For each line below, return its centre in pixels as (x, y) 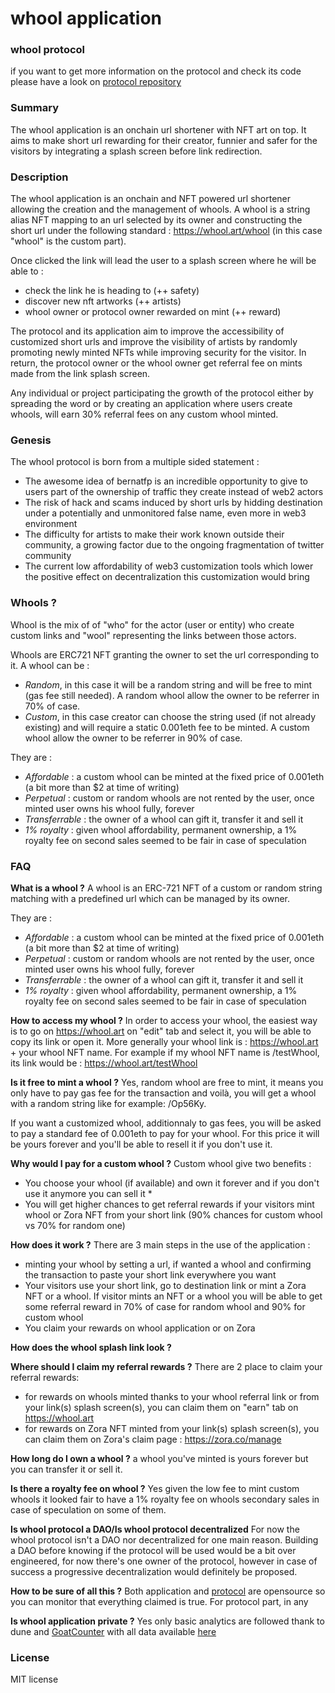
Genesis (31, 440)
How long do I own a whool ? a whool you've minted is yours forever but (159, 1458)
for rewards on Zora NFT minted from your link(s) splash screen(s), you (172, 1428)
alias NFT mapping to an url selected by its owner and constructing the (156, 220)
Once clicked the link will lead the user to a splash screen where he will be (163, 261)
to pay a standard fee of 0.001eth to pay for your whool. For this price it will (165, 1133)
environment (51, 524)
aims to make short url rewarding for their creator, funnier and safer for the (164, 140)
